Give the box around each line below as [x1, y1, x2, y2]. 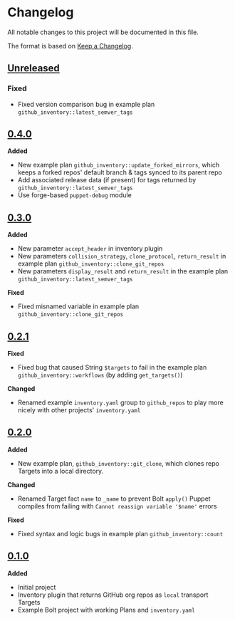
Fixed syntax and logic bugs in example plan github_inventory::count [17, 529, 224, 538]
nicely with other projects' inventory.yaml [17, 406, 141, 414]
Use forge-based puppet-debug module [17, 191, 132, 199]
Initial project [17, 583, 56, 591]
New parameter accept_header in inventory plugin [17, 244, 163, 253]
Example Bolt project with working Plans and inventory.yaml [17, 605, 196, 614]
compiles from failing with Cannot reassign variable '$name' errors [17, 501, 217, 510]
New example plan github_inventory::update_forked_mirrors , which [17, 161, 219, 169]
